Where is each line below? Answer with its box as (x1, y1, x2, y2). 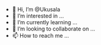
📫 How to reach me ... (12, 32, 69, 39)
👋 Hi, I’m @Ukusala (12, 6, 61, 13)
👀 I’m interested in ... (12, 12, 64, 19)
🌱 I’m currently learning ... (12, 19, 78, 26)
